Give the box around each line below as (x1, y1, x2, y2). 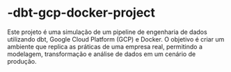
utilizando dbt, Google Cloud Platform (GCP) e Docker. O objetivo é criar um (7, 35, 225, 43)
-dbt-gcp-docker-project (7, 5, 155, 21)
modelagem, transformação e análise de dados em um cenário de (7, 50, 196, 58)
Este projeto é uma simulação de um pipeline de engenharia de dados (7, 28, 207, 36)
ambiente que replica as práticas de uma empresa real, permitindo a (7, 42, 203, 51)
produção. (7, 57, 37, 65)
